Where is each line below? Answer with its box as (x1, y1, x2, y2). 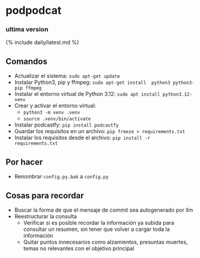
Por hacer (5, 157, 43, 167)
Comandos (5, 56, 47, 66)
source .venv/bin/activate (23, 116, 91, 122)
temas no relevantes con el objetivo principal (23, 245, 135, 252)
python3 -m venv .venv (23, 110, 80, 116)
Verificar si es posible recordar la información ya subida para (23, 219, 175, 226)
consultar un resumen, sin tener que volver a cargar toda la (23, 225, 170, 233)
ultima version (5, 25, 49, 34)
